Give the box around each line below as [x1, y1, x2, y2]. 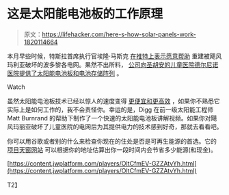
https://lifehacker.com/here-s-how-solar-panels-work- [42, 30, 197, 38]
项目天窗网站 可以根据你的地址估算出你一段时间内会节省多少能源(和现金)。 [7, 145, 217, 154]
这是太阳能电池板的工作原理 [7, 6, 163, 22]
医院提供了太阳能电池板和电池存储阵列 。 [7, 69, 123, 77]
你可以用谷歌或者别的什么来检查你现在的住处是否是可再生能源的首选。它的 [7, 137, 217, 145]
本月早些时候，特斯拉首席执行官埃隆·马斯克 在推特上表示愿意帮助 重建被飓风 [7, 52, 222, 60]
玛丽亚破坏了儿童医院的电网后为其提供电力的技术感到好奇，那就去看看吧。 [12, 122, 223, 131]
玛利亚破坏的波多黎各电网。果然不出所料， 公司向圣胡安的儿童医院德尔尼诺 [7, 60, 219, 68]
